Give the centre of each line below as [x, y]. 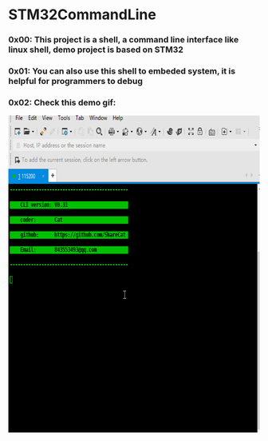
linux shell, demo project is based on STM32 [96, 50]
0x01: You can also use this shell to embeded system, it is [122, 71]
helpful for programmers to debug [76, 81]
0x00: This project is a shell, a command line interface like [124, 40]
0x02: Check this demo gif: [62, 102]
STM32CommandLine [83, 15]
